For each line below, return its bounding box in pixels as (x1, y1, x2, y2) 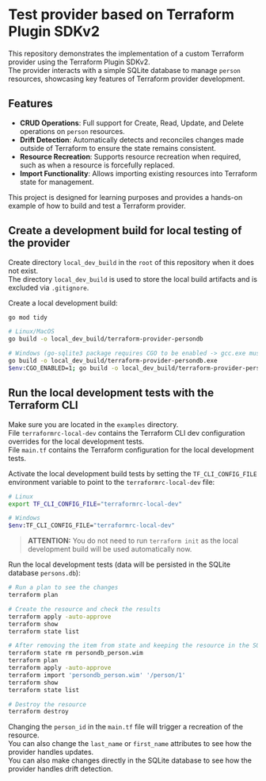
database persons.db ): (8, 568, 81, 578)
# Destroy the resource (8, 700, 87, 708)
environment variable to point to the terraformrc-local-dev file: (8, 477, 215, 487)
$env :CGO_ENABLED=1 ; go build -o (8, 364, 119, 372)
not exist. (8, 266, 39, 275)
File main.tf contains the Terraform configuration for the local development (8, 444, 255, 454)
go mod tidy (8, 314, 47, 321)
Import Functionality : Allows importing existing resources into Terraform (19, 168, 257, 178)
